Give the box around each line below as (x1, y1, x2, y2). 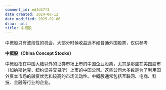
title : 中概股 (5, 26, 32, 31)
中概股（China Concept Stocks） (5, 50, 74, 56)
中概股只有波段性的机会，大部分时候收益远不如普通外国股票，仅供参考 (5, 40, 148, 46)
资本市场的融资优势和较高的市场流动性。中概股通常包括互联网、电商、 (9, 73, 152, 79)
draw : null (5, 21, 28, 26)
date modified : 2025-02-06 (5, 16, 61, 21)
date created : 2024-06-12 (5, 12, 58, 17)
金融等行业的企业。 (13, 80, 53, 86)
